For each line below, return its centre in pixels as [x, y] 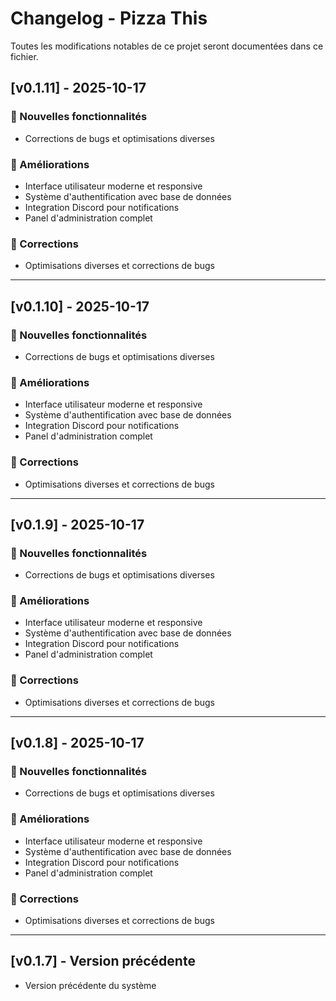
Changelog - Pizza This [109, 18]
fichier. [24, 56]
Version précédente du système [90, 985]
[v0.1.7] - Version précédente [103, 961]
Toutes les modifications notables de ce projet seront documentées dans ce [167, 46]
